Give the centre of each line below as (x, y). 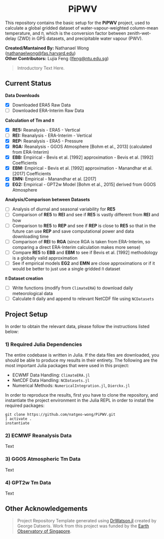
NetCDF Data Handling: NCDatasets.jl (51, 380)
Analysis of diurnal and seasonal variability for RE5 (64, 209)
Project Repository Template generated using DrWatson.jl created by (87, 520)
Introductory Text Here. (41, 68)
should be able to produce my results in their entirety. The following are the (81, 360)
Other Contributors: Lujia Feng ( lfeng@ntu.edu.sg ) (57, 58)
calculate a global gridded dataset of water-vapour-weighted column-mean (82, 28)
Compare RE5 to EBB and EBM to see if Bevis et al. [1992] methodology (85, 252)
